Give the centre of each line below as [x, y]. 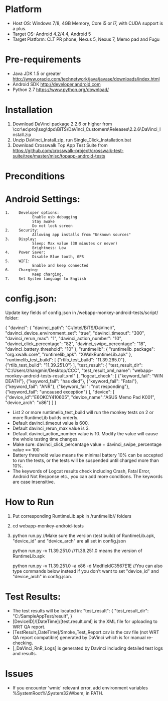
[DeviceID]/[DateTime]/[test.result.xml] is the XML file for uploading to [85, 621]
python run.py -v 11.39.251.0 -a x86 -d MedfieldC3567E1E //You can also [88, 566]
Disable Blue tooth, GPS [58, 257]
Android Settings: [43, 199]
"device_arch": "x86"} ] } [31, 402]
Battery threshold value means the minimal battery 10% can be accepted [88, 455]
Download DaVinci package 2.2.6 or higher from [62, 124]
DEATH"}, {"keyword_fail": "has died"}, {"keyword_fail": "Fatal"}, [72, 381]
